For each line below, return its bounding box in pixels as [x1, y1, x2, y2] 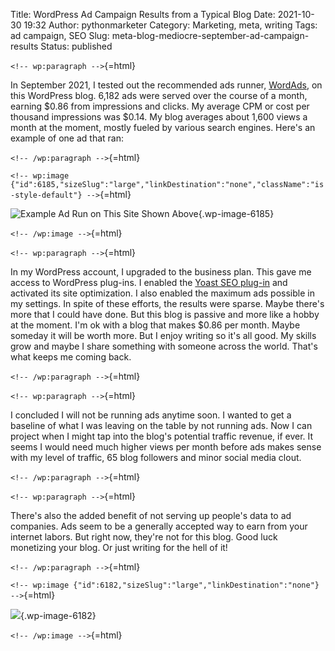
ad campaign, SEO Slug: [10, 30, 110, 41]
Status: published [40, 40, 113, 52]
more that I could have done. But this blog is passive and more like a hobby [10, 309, 320, 320]
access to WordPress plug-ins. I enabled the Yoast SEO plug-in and [10, 277, 288, 288]
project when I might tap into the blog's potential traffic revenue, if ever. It [10, 430, 314, 442]
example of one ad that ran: [10, 132, 125, 144]
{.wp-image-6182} [20, 610, 97, 621]
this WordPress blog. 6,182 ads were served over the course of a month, [10, 90, 308, 101]
